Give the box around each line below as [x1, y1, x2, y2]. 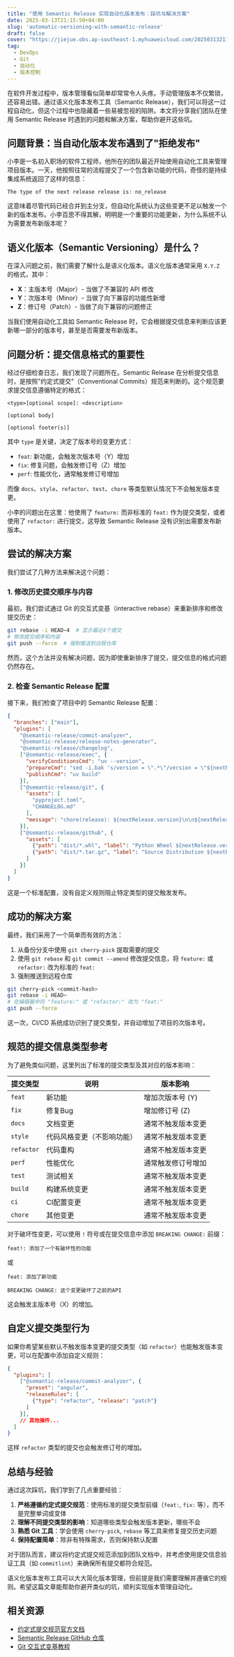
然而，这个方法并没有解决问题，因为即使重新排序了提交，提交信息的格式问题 [7, 653, 227, 662]
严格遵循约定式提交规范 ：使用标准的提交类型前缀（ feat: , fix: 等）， [17, 1501, 213, 1509]
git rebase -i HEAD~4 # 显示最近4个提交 [7, 627, 122, 634]
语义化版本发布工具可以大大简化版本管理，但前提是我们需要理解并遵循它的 [7, 1574, 221, 1582]
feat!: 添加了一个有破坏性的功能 [7, 1245, 92, 1252]
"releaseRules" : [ [25, 1391, 79, 1398]
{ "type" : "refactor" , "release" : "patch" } [32, 1398, 157, 1405]
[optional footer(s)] [7, 424, 70, 431]
